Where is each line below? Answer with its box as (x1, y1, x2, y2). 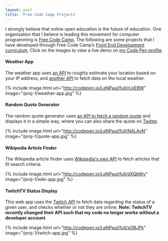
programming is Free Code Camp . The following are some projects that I (5, 36, 154, 43)
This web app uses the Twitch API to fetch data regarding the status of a (5, 199, 155, 205)
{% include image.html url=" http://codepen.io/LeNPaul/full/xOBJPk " (5, 224, 146, 231)
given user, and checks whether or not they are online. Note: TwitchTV (5, 204, 152, 210)
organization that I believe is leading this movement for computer (5, 31, 139, 37)
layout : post (5, 7, 33, 13)
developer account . (5, 215, 47, 221)
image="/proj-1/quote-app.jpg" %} (5, 133, 77, 139)
